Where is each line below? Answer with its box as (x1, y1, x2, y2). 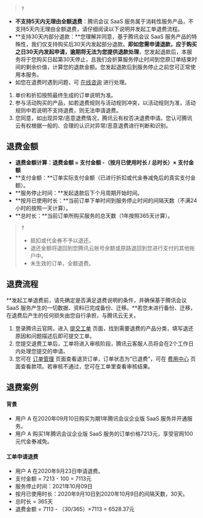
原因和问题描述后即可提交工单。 (15, 332, 95, 340)
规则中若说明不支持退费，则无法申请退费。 (15, 107, 122, 114)
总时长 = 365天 (15, 498, 53, 505)
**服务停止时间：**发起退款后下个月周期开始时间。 (15, 189, 143, 197)
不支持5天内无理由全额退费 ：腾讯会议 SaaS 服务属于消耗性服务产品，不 (15, 18, 194, 25)
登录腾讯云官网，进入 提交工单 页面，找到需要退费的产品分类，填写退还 (15, 324, 194, 332)
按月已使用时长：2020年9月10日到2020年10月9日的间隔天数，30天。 (15, 490, 188, 498)
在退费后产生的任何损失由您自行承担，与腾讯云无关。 (6, 312, 139, 319)
